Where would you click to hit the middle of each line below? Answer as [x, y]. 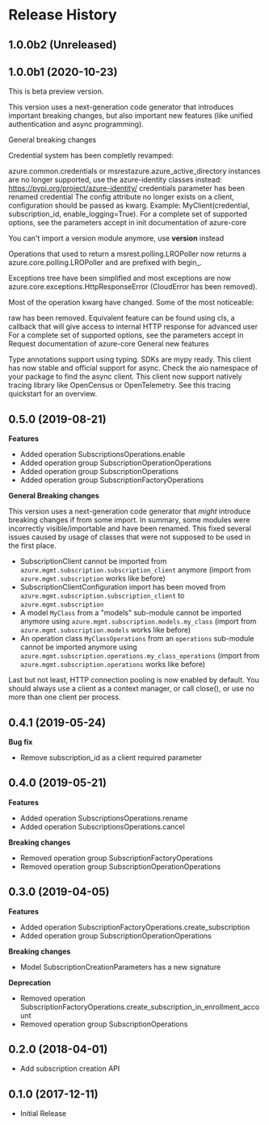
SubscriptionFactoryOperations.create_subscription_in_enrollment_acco [140, 1006]
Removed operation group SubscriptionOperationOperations [120, 867]
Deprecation [29, 982]
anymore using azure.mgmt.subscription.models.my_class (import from [138, 621]
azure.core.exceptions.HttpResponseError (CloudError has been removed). [133, 287]
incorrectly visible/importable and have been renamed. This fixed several [130, 529]
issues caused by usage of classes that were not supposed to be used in [130, 537]
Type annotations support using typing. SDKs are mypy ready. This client [130, 359]
